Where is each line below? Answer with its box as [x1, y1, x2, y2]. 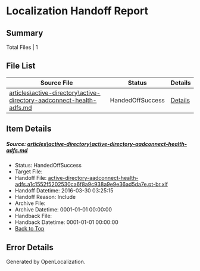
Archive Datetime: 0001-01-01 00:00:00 [14, 206, 112, 213]
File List [6, 61, 36, 71]
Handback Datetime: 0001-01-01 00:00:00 [14, 219, 119, 226]
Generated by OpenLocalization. [6, 258, 86, 265]
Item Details [6, 124, 52, 134]
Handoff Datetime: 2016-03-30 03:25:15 [14, 187, 114, 194]
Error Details [6, 242, 54, 253]
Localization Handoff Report [6, 4, 149, 18]
